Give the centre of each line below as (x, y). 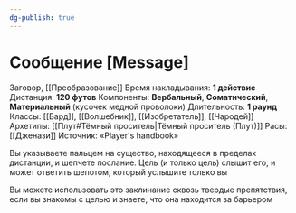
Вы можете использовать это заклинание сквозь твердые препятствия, (148, 190)
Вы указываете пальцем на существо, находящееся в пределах (133, 153)
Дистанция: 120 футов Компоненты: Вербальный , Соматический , (139, 97)
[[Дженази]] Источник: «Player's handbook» (94, 135)
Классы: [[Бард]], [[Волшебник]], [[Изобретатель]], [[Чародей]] (132, 116)
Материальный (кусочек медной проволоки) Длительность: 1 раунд (143, 106)
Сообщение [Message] (100, 62)
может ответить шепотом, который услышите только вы (119, 171)
